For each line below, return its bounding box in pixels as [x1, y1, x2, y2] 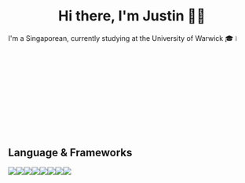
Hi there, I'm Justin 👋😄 [58, 7, 206, 25]
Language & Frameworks [8, 145, 133, 159]
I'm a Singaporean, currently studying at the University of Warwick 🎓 [8, 33, 234, 42]
